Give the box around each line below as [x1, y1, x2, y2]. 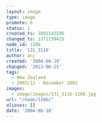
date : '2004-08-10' [6, 108, 54, 114]
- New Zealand [11, 75, 46, 80]
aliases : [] [6, 102, 35, 108]
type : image [6, 14, 35, 20]
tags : [6, 69, 19, 75]
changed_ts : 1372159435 [6, 36, 65, 42]
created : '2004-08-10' [6, 58, 62, 64]
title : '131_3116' [6, 47, 51, 53]
